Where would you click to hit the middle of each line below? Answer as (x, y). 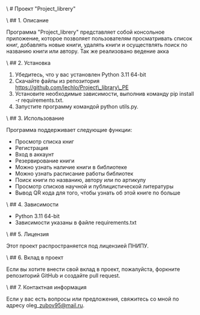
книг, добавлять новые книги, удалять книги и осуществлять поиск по (97, 45)
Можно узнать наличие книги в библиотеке (71, 167)
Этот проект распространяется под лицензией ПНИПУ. (77, 246)
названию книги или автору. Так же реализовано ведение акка (88, 51)
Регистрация (32, 148)
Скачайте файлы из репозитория (57, 81)
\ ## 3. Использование (35, 118)
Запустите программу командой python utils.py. (77, 107)
